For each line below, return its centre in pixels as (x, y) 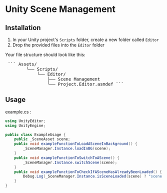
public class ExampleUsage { (35, 134)
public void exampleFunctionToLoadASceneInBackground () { (76, 144)
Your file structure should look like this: (45, 54)
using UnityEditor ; (25, 121)
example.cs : (18, 111)
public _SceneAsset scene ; (42, 139)
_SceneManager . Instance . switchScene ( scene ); (70, 162)
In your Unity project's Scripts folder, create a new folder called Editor (85, 39)
